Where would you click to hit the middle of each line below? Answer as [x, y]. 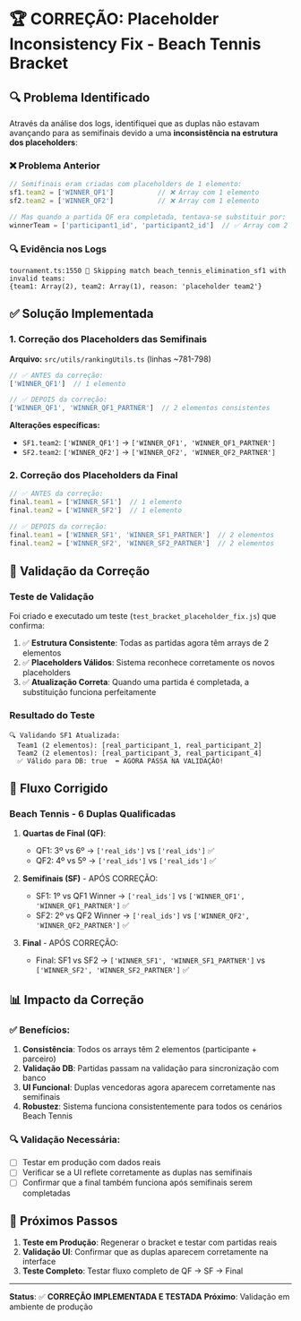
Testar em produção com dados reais [91, 1162]
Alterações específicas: [55, 425]
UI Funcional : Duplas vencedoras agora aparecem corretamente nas [149, 1087]
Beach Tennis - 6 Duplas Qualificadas [93, 814]
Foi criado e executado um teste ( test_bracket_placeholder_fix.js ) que [143, 616]
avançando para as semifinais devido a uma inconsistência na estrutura [144, 133]
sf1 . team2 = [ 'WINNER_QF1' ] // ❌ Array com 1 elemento [134, 193]
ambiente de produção [51, 1307]
